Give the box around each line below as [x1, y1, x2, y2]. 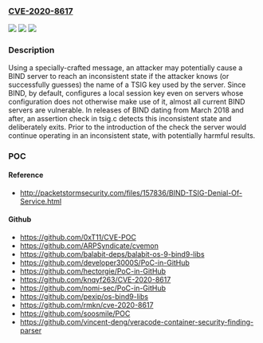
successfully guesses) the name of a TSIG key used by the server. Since [8, 80, 246, 89]
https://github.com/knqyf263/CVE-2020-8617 [19, 274, 171, 284]
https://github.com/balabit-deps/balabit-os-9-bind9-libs [19, 249, 205, 258]
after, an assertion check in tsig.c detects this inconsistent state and [8, 113, 232, 123]
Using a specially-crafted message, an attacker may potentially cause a [8, 62, 243, 73]
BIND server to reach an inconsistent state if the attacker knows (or [8, 71, 230, 81]
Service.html [19, 196, 62, 206]
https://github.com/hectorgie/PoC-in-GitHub [19, 266, 166, 276]
